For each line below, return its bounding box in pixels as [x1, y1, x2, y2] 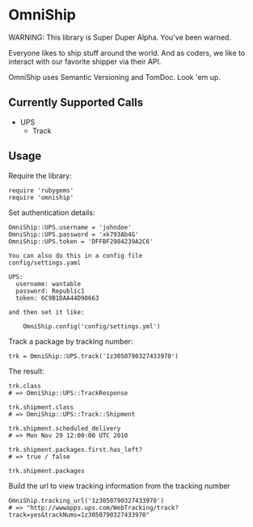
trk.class [8, 382, 42, 390]
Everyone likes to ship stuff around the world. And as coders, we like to [8, 48, 246, 57]
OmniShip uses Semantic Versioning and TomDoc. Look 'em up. [8, 72, 221, 82]
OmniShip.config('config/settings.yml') [23, 322, 161, 331]
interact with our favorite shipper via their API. [8, 57, 162, 66]
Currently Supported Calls [8, 95, 144, 110]
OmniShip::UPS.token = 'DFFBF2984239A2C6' [8, 237, 154, 246]
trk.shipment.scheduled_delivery [8, 424, 121, 432]
